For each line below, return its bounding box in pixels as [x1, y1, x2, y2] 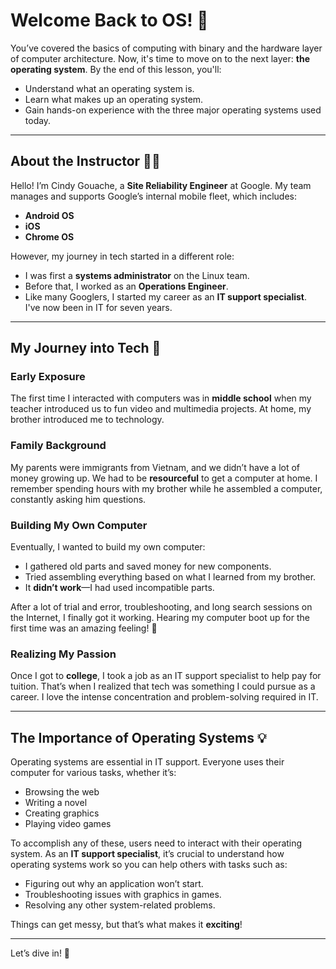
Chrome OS [24, 230, 75, 243]
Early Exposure [10, 370, 86, 384]
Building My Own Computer [10, 518, 148, 532]
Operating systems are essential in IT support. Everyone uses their [10, 756, 285, 768]
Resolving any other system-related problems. [24, 899, 216, 911]
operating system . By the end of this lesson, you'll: [10, 63, 222, 75]
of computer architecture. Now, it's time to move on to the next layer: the [10, 52, 310, 64]
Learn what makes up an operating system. [24, 93, 204, 105]
